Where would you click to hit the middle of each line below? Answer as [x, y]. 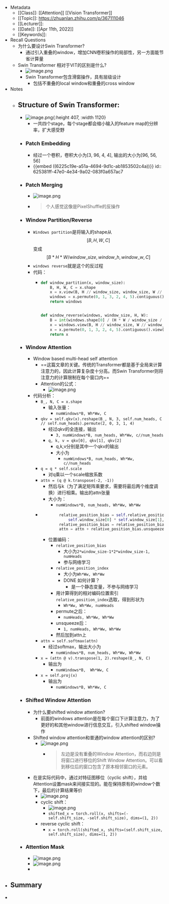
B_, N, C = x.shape [61, 402]
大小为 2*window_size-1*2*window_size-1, [107, 551]
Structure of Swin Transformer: [69, 105]
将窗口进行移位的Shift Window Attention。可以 [110, 760]
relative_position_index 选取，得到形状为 [100, 600]
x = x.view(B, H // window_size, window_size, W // [106, 292]
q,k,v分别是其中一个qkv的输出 [87, 446]
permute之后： [71, 612]
